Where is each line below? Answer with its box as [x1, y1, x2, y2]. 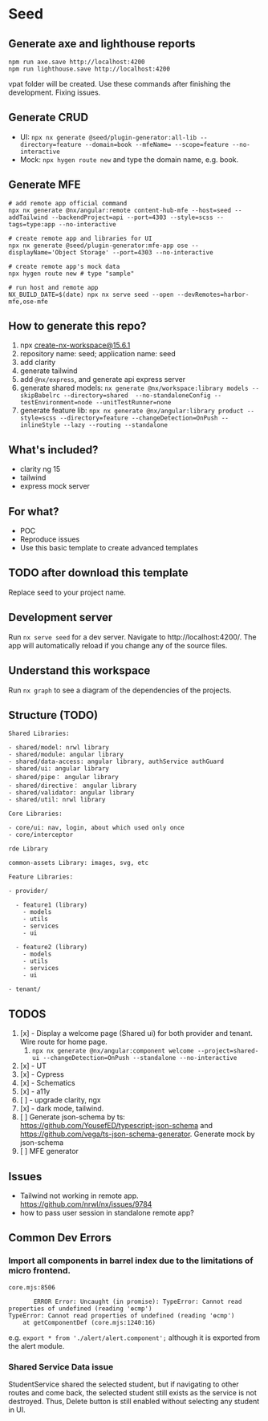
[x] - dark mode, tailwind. [19, 1104, 104, 1114]
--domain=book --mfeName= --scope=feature [84, 140, 229, 148]
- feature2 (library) [15, 944, 88, 952]
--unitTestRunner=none [95, 399, 172, 407]
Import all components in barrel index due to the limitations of [8, 1255, 254, 1266]
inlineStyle [19, 421, 60, 429]
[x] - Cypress [19, 1070, 64, 1079]
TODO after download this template [8, 566, 189, 580]
